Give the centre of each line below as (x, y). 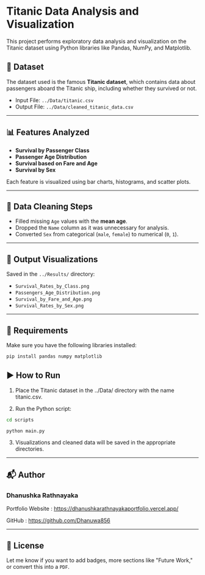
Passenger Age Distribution (51, 157)
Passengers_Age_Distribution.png (58, 293)
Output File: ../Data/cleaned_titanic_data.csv (74, 107)
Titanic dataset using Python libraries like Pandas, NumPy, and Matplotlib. (99, 48)
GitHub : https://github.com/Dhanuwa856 (59, 521)
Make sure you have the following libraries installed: (72, 345)
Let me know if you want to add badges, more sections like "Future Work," (100, 560)
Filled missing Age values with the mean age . (71, 221)
